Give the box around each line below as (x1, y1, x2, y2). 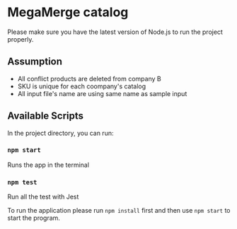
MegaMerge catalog (7, 4, 129, 20)
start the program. (7, 213, 60, 223)
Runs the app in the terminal (7, 160, 90, 169)
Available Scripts (7, 110, 83, 122)
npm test (7, 178, 37, 186)
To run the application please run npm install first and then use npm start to (7, 206, 231, 215)
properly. (7, 35, 34, 43)
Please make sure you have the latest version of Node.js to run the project (7, 28, 223, 36)
